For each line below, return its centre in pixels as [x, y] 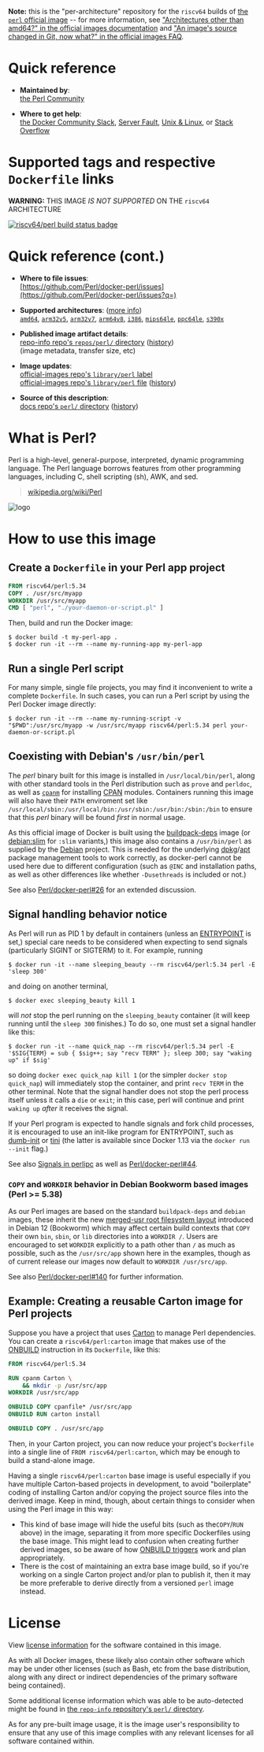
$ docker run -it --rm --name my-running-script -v [95, 719]
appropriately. [42, 1557]
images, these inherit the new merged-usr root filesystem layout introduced [131, 1219]
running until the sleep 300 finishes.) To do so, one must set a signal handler [132, 1023]
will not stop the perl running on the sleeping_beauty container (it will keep [129, 1015]
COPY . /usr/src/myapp [45, 593]
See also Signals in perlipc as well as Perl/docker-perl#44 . [103, 1164]
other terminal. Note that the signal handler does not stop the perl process [128, 1091]
